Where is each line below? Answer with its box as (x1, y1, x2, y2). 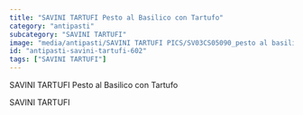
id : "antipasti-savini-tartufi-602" (9, 47, 147, 56)
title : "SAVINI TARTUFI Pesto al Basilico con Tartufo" (9, 13, 224, 22)
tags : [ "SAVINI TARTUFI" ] (9, 55, 106, 64)
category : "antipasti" (9, 22, 95, 31)
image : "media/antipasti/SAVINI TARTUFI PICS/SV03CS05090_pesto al (9, 38, 269, 48)
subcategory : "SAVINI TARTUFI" (9, 30, 127, 39)
